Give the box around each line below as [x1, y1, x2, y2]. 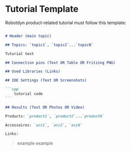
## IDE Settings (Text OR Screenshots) [5, 78, 87, 83]
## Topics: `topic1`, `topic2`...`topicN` [5, 42, 94, 47]
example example [17, 140, 53, 146]
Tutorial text [5, 51, 34, 56]
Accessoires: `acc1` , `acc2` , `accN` [5, 122, 83, 127]
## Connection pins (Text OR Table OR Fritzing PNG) [5, 60, 116, 65]
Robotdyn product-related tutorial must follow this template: [5, 20, 127, 26]
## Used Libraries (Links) [5, 69, 61, 74]
